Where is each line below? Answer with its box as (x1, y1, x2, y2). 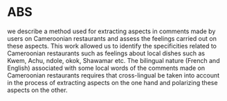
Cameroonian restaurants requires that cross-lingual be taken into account (7, 71, 220, 80)
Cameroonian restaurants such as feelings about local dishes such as (7, 49, 206, 57)
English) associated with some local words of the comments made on (7, 64, 206, 72)
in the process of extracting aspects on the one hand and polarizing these (7, 78, 218, 86)
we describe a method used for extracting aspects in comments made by (7, 27, 216, 35)
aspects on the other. (7, 86, 68, 94)
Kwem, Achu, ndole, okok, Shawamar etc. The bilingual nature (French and (7, 56, 220, 64)
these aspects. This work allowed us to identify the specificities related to (7, 42, 217, 50)
